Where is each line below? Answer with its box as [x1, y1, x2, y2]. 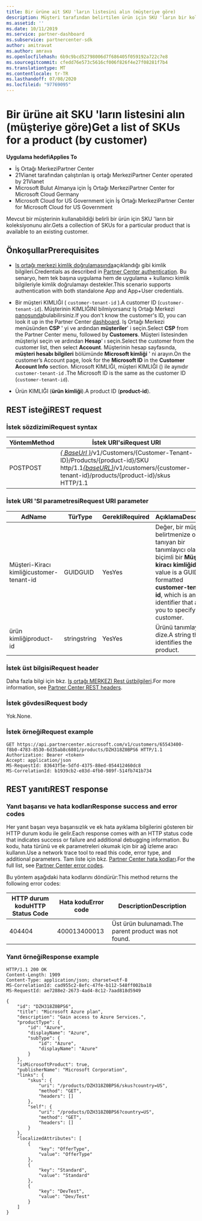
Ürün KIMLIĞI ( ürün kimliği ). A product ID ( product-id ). [14, 387, 151, 395]
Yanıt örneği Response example [6, 953, 99, 961]
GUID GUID [64, 568, 94, 576]
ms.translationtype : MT [6, 65, 66, 71]
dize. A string [155, 630, 191, 639]
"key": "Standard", [38, 1167, 87, 1173]
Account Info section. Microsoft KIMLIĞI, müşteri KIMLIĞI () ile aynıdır [14, 363, 188, 370]
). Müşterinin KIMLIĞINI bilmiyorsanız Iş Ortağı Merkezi [39, 305, 176, 312]
